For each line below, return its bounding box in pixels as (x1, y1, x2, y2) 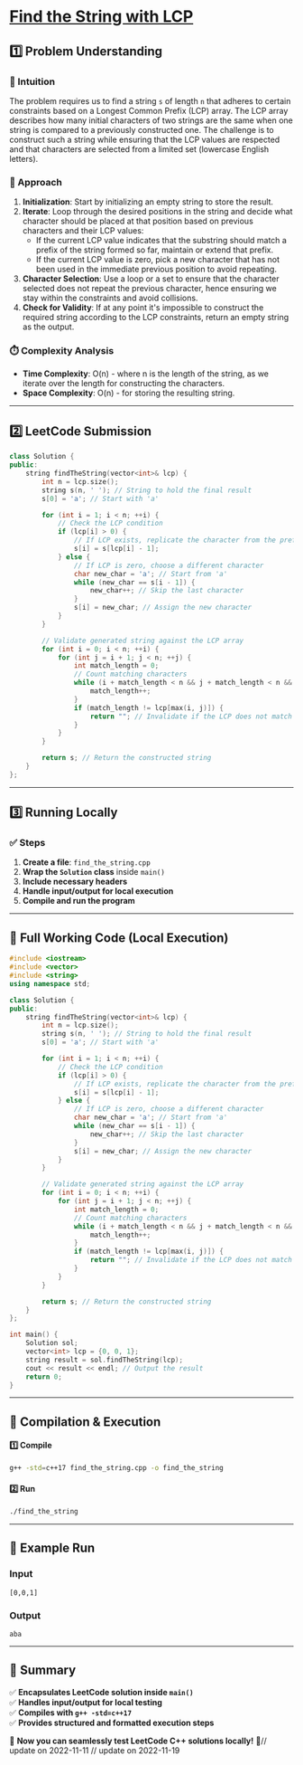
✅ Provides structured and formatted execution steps (9, 1717, 215, 1728)
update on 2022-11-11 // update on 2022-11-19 (9, 1744, 180, 1756)
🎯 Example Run (9, 1541, 96, 1556)
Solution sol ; (25, 1339, 78, 1348)
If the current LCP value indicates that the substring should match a (35, 235, 287, 246)
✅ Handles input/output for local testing (9, 1696, 162, 1707)
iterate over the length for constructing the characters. (22, 378, 225, 389)
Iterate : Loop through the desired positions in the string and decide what (22, 206, 293, 217)
